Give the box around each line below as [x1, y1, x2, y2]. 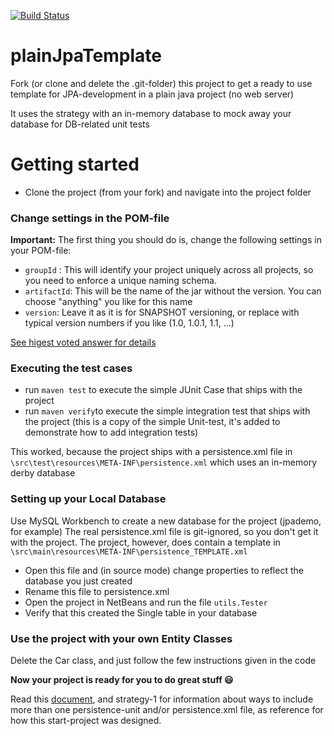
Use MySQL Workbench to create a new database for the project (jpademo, [10, 515, 322, 527]
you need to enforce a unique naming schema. [24, 275, 217, 287]
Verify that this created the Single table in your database [24, 606, 258, 619]
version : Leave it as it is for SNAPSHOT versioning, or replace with [24, 306, 300, 319]
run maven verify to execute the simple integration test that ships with [24, 405, 311, 417]
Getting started [10, 153, 140, 176]
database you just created [24, 575, 133, 587]
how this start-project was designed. [10, 715, 162, 727]
